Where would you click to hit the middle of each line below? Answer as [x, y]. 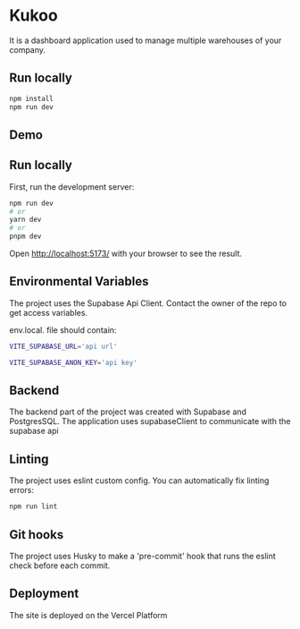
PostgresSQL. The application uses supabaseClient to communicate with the [150, 421]
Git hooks [37, 535]
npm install [31, 98]
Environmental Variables [79, 281]
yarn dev [25, 220]
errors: [21, 490]
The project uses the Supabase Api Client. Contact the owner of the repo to [148, 303]
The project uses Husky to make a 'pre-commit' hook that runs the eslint [143, 556]
